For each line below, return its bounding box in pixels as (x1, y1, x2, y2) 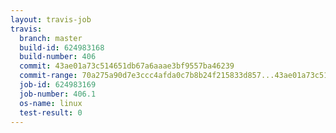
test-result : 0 (19, 107, 83, 118)
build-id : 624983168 (19, 42, 105, 53)
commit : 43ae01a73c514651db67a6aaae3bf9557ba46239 (19, 61, 235, 71)
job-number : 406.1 (19, 89, 97, 99)
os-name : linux (19, 98, 83, 108)
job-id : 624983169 (19, 80, 97, 90)
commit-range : (19, 71, 78, 81)
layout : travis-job (10, 14, 92, 25)
